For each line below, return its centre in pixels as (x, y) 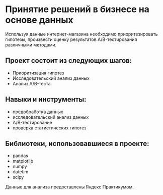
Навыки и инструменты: (46, 100)
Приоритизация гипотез (38, 73)
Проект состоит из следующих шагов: (69, 61)
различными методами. (31, 44)
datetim (20, 172)
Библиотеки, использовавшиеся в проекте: (77, 143)
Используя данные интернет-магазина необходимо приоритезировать (81, 34)
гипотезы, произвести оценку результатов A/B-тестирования (71, 39)
